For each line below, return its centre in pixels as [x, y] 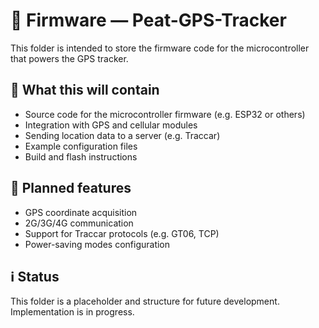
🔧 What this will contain [85, 90]
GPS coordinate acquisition [81, 212]
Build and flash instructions [81, 156]
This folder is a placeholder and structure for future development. [145, 301]
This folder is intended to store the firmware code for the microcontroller [160, 48]
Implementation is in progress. [72, 312]
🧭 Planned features [71, 188]
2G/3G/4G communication [79, 223]
